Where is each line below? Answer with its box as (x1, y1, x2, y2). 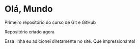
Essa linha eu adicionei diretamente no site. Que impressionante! (4, 38, 136, 44)
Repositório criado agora (4, 29, 55, 34)
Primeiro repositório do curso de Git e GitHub (4, 19, 96, 25)
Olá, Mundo (4, 3, 53, 15)
